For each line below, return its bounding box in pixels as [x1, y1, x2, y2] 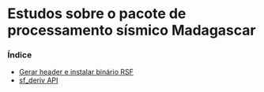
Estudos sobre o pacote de [7, 5, 187, 23]
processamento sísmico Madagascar [7, 21, 256, 39]
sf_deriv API [18, 75, 58, 85]
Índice [7, 50, 32, 61]
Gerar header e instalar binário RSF [18, 68, 134, 77]
